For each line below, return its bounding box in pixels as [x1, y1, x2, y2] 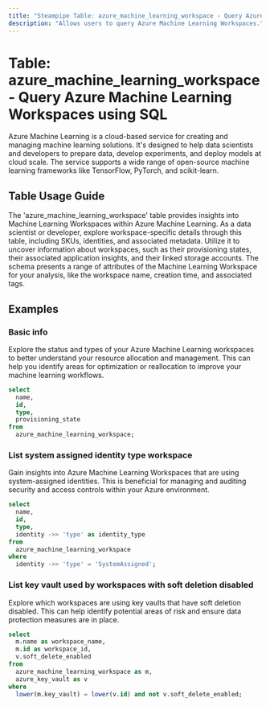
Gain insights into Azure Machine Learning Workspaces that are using [8, 468, 239, 478]
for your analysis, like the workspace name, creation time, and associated [8, 270, 252, 280]
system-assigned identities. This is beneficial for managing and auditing [8, 476, 247, 486]
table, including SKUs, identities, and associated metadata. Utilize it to [8, 236, 240, 246]
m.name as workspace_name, [15, 638, 106, 646]
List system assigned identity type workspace [8, 449, 193, 461]
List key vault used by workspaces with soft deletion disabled [8, 580, 254, 591]
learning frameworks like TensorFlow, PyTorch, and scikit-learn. [8, 166, 219, 175]
